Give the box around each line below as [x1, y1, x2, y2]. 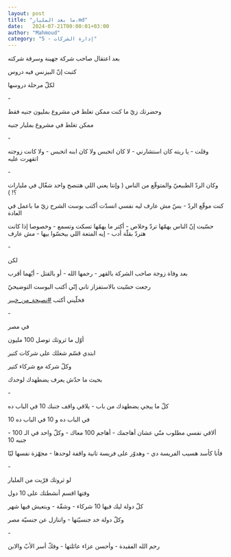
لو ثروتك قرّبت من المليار [8, 475, 71, 484]
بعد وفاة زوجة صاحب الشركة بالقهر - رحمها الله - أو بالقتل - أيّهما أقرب [8, 269, 188, 277]
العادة [8, 209, 23, 217]
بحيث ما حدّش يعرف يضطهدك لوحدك [8, 375, 103, 384]
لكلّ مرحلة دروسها [8, 81, 55, 89]
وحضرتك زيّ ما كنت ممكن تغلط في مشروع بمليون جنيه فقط [8, 108, 162, 116]
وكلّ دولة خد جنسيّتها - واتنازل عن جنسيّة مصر [8, 515, 124, 524]
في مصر [8, 323, 29, 331]
